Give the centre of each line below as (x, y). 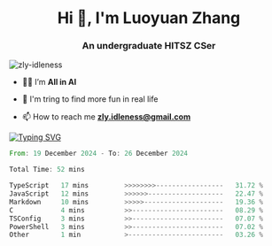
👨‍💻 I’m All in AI (49, 82)
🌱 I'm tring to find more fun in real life (90, 99)
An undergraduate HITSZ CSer (149, 46)
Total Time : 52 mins (47, 170)
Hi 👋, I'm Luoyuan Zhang (149, 18)
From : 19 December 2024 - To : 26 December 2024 (99, 154)
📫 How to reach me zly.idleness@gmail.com (106, 117)
